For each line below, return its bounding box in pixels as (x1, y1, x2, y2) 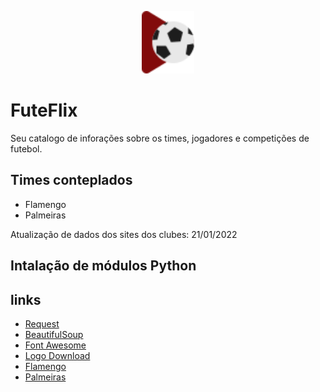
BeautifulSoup (24, 328, 84, 340)
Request (24, 317, 60, 330)
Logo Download (24, 349, 91, 361)
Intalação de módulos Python (10, 257, 197, 275)
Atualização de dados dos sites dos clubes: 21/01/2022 (10, 228, 238, 240)
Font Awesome (24, 339, 87, 351)
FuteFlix (10, 99, 78, 122)
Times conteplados (10, 172, 133, 189)
